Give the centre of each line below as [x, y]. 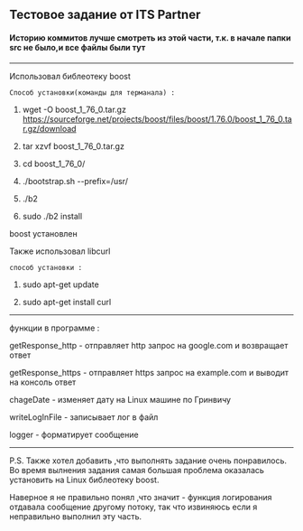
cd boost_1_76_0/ [54, 163]
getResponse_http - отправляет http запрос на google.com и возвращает [149, 345]
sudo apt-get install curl [67, 302]
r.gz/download [49, 128]
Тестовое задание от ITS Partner [105, 15]
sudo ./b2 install [52, 216]
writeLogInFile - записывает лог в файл [84, 417]
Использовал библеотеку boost [70, 76]
